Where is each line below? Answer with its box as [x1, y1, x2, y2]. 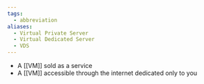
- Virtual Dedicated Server [13, 36, 95, 43]
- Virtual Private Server [13, 29, 89, 37]
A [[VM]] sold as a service [17, 62, 93, 69]
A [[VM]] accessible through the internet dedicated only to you [17, 69, 198, 77]
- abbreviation [13, 17, 58, 24]
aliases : [7, 23, 33, 30]
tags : [7, 10, 23, 17]
